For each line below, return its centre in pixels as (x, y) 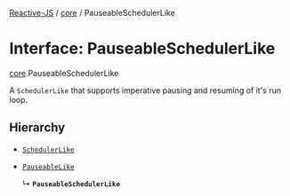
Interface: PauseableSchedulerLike (142, 49)
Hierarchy (37, 128)
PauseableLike (48, 167)
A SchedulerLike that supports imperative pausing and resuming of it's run (145, 90)
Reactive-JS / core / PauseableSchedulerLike (92, 13)
